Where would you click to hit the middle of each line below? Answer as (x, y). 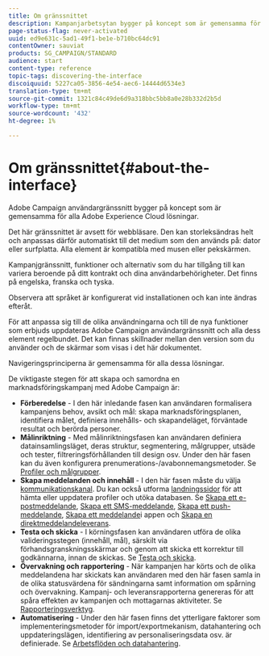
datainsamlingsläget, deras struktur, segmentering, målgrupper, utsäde (138, 446)
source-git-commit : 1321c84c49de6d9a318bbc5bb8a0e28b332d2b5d (115, 99)
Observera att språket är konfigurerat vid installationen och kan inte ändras (133, 297)
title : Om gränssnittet (48, 16)
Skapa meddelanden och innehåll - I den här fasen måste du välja (130, 480)
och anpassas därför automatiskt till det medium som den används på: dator (134, 240)
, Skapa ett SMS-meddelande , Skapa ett (143, 506)
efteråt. (21, 306)
